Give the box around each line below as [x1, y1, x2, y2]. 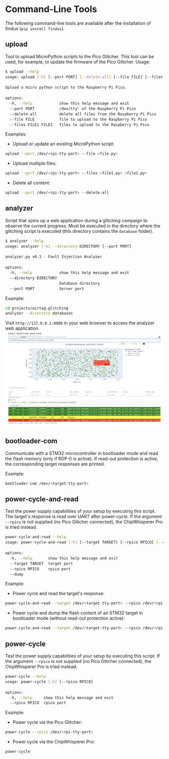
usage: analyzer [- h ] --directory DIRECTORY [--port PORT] [5, 244, 132, 249]
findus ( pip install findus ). [5, 25, 65, 31]
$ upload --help [5, 69, 39, 74]
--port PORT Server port [10, 286, 84, 291]
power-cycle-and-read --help [5, 534, 66, 540]
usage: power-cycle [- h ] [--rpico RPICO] [5, 679, 94, 684]
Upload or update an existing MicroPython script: [12, 141, 115, 147]
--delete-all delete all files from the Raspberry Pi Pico [10, 112, 156, 117]
